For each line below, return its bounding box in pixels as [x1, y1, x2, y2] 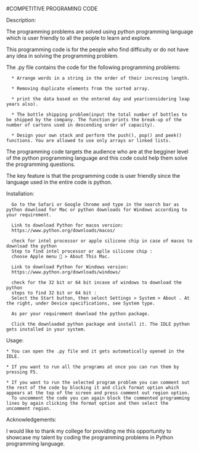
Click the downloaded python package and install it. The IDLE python [11, 321, 190, 327]
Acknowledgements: [6, 416, 56, 423]
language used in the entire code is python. [6, 178, 113, 185]
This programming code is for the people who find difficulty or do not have [6, 46, 189, 53]
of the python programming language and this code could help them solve [6, 155, 188, 161]
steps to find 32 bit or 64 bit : [11, 290, 97, 296]
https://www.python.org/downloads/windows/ [11, 269, 121, 275]
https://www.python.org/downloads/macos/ [11, 228, 116, 234]
